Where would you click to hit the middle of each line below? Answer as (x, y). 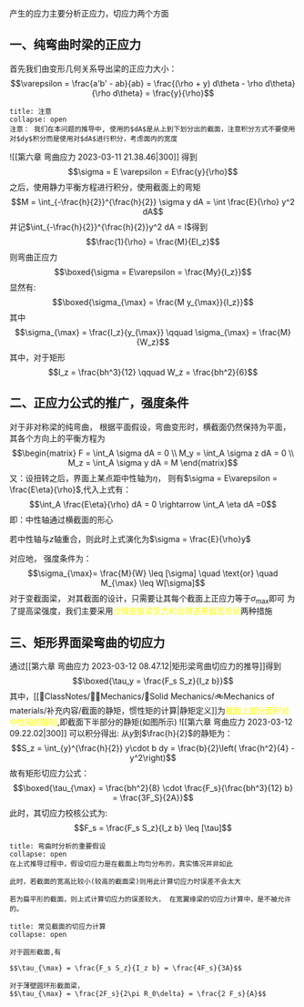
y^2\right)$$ (153, 758)
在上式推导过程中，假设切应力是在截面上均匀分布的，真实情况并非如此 (122, 864)
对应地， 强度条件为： (51, 558)
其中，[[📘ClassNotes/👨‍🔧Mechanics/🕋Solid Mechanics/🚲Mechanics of (142, 696)
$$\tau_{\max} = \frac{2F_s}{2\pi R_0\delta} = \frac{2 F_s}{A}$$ (138, 994)
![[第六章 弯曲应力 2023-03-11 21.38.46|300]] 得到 (104, 157)
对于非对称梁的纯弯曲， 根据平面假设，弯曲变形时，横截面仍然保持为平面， (150, 426)
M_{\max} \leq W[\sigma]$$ (153, 582)
